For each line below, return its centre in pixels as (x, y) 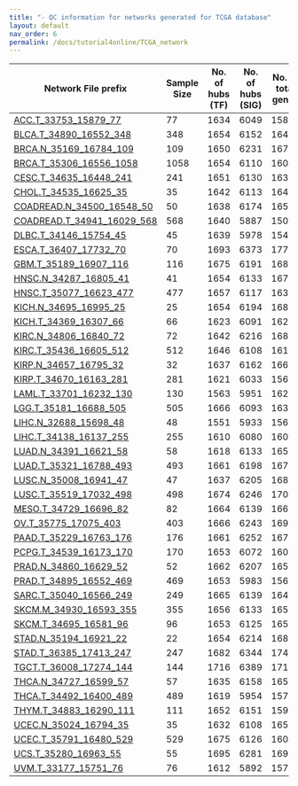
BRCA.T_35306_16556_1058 (76, 163)
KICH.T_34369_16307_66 (69, 322)
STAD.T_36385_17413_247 (73, 653)
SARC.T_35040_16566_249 (73, 595)
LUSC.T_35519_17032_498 (73, 494)
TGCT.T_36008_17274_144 (73, 667)
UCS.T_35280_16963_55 (67, 754)
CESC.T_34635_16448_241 (73, 178)
